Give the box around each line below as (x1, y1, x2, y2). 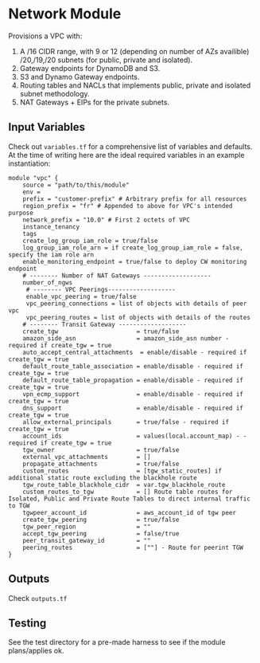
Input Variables (8, 120, 86, 134)
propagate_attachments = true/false (22, 460, 180, 468)
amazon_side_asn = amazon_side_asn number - (22, 334, 229, 343)
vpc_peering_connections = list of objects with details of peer (25, 300, 247, 308)
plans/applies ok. (8, 646, 64, 656)
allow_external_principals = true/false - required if (22, 418, 229, 426)
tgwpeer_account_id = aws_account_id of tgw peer (22, 508, 237, 516)
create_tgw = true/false (22, 328, 180, 335)
